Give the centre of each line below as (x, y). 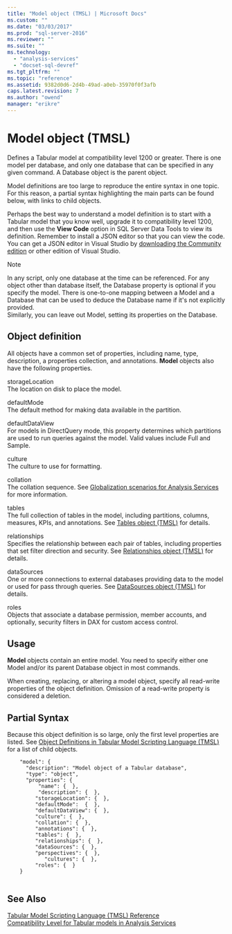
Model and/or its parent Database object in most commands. (93, 668)
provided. (21, 307)
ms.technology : (29, 53)
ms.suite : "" (26, 46)
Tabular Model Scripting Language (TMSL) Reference (83, 916)
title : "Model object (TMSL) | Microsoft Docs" (77, 14)
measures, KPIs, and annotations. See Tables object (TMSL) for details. (109, 522)
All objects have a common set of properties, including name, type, (103, 353)
